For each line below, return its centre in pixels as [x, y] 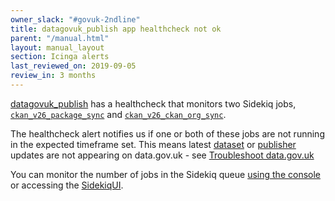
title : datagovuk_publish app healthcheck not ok [116, 29]
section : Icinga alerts [60, 57]
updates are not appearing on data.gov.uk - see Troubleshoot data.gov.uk [162, 155]
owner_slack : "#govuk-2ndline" [75, 19]
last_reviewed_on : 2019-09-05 [73, 66]
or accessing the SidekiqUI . [67, 185]
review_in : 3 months [53, 76]
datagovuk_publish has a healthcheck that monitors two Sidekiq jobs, [153, 103]
